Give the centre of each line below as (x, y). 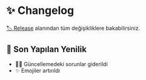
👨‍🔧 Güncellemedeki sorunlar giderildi (61, 64)
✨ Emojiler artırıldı (38, 70)
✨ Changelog (40, 11)
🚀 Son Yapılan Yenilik (46, 49)
